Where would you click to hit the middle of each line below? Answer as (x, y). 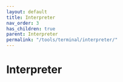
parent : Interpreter (32, 34)
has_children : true (31, 29)
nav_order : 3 (23, 23)
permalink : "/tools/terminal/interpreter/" (62, 40)
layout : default (27, 12)
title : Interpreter (31, 17)
